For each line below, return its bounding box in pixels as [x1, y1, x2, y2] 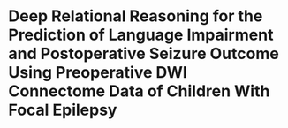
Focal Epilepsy [8, 100, 117, 120]
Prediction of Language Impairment [8, 25, 274, 45]
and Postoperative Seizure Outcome [8, 44, 279, 64]
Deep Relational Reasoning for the [8, 6, 263, 26]
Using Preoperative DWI [8, 63, 187, 83]
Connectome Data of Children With [8, 81, 270, 102]
